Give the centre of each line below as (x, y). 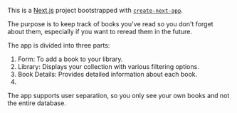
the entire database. (37, 103)
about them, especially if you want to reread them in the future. (100, 32)
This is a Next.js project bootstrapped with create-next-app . (95, 10)
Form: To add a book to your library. (70, 59)
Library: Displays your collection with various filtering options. (108, 66)
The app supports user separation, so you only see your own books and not (118, 96)
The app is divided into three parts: (59, 45)
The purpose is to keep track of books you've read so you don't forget (110, 24)
